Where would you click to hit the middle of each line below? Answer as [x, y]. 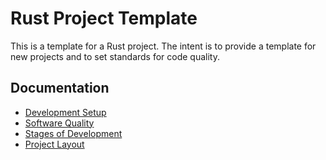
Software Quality [59, 123]
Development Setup [65, 112]
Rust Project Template [104, 18]
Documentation [60, 88]
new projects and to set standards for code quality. [115, 56]
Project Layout [54, 144]
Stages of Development [73, 133]
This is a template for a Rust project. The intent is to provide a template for [163, 46]
